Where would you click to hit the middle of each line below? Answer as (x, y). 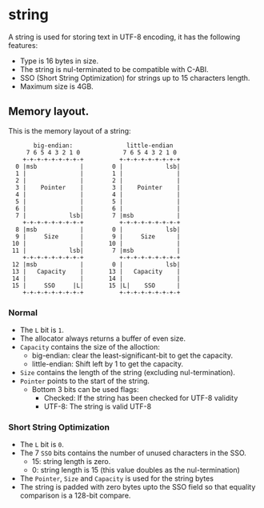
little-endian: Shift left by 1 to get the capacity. (108, 364)
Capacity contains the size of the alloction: (90, 347)
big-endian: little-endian (103, 146)
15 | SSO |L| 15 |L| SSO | (96, 286)
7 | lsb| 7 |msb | (98, 215)
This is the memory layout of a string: (70, 130)
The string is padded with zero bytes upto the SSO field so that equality (138, 487)
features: (23, 45)
